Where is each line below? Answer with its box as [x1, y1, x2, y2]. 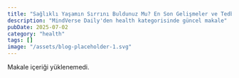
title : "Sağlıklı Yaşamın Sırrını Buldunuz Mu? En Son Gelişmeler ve [7, 10, 218, 18]
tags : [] [7, 37, 33, 44]
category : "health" [7, 30, 65, 38]
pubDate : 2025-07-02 [7, 23, 69, 30]
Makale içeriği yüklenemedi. [7, 63, 90, 71]
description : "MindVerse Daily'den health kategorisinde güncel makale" [7, 17, 228, 24]
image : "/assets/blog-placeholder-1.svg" [7, 43, 132, 50]
